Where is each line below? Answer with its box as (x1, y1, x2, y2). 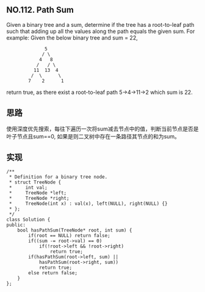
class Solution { (6, 216, 51, 223)
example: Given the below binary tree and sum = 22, (6, 34, 138, 41)
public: (6, 222, 26, 228)
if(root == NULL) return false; (28, 233, 111, 239)
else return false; (28, 270, 78, 276)
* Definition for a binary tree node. (9, 174, 108, 180)
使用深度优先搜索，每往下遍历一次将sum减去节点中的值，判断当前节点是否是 (6, 125, 199, 132)
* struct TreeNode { (9, 179, 62, 185)
